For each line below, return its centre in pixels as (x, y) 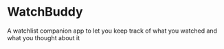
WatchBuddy (45, 12)
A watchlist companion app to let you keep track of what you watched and (112, 31)
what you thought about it (44, 37)
